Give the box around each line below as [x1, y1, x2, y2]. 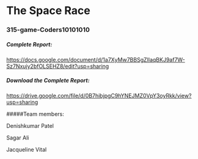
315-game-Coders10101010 [6, 26, 90, 34]
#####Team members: [6, 111, 64, 118]
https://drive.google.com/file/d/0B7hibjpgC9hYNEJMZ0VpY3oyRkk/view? [6, 92, 192, 100]
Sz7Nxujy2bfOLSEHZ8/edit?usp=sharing [6, 62, 109, 70]
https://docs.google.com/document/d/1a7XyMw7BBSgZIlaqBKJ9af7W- [6, 56, 185, 64]
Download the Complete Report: [6, 76, 90, 84]
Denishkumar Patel [6, 122, 54, 130]
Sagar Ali [6, 134, 29, 141]
